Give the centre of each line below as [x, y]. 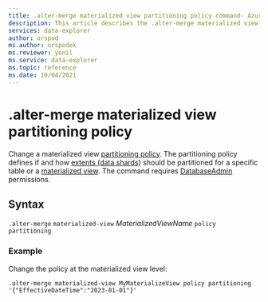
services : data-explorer [49, 30]
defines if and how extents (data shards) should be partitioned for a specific [133, 162]
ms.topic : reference [43, 68]
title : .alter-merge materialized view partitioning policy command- [126, 16]
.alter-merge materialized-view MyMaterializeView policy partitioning [130, 283]
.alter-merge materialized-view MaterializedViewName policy [112, 224]
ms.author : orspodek [43, 46]
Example [26, 251]
